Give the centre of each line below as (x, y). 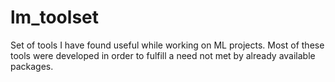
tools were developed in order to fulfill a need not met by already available (163, 55)
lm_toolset (54, 17)
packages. (32, 66)
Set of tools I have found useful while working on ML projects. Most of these (167, 45)
